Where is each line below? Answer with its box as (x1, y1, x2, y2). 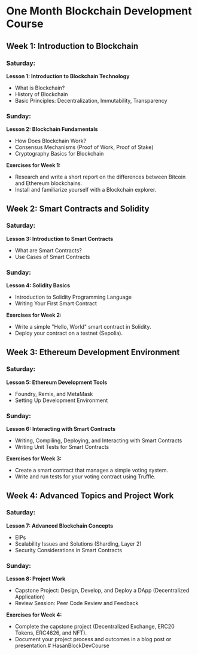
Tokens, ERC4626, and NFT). (14, 629, 87, 636)
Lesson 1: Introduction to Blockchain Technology (6, 72, 130, 79)
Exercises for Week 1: (6, 162, 61, 169)
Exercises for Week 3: (6, 455, 62, 462)
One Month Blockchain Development (6, 4, 193, 18)
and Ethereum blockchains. (14, 180, 83, 187)
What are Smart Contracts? (14, 246, 82, 254)
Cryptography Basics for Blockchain (14, 150, 104, 157)
